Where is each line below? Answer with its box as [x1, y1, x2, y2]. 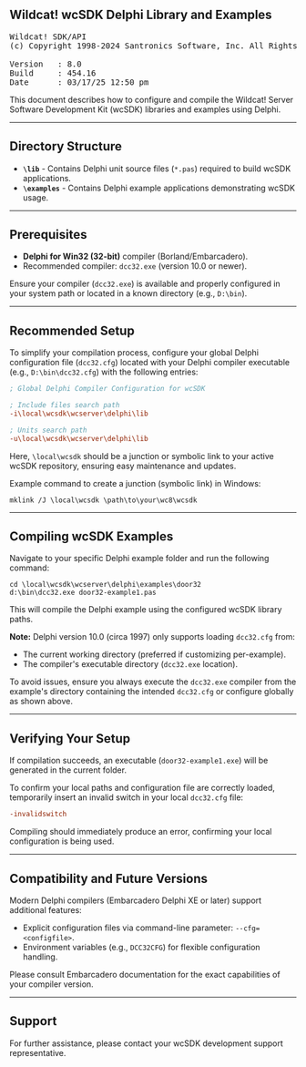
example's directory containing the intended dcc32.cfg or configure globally [9, 686, 294, 697]
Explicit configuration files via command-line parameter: [22, 922, 234, 933]
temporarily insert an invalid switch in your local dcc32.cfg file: [9, 792, 244, 803]
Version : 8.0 [9, 58, 82, 69]
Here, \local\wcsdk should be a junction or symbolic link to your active [9, 450, 275, 461]
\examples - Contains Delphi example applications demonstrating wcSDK [22, 182, 296, 193]
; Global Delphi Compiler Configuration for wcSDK [9, 385, 206, 394]
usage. [22, 191, 49, 203]
